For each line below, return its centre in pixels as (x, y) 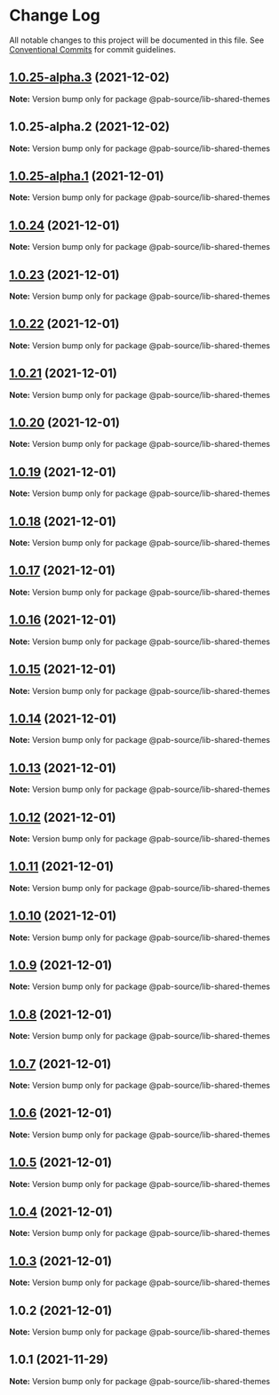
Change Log (55, 16)
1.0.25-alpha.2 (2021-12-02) (90, 127)
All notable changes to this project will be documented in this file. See (137, 40)
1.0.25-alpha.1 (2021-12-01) (87, 175)
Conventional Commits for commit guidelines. (92, 49)
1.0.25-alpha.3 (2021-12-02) (90, 78)
